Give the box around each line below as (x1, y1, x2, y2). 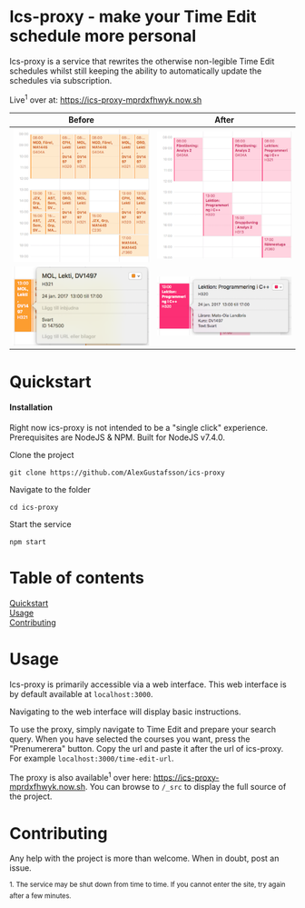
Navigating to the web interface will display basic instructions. (9, 706, 241, 717)
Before (68, 115, 95, 125)
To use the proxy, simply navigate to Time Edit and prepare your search (9, 723, 277, 734)
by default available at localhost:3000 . (9, 688, 153, 699)
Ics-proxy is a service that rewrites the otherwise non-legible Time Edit (9, 55, 275, 66)
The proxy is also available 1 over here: (9, 770, 152, 783)
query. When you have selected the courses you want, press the (9, 733, 251, 744)
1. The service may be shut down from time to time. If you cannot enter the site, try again (9, 880, 286, 890)
